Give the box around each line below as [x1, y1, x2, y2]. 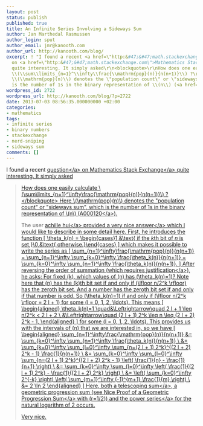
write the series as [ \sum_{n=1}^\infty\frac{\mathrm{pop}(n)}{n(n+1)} [21, 247, 195, 254]
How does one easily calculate [21, 184, 98, 191]
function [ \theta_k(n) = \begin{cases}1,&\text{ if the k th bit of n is [21, 234, 184, 242]
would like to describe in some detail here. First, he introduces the [21, 228, 185, 235]
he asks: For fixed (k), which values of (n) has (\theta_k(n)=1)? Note [21, 273, 189, 280]
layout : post [6, 8, 39, 15]
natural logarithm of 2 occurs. [21, 401, 95, 408]
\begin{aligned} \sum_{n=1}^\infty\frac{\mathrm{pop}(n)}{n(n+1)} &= [21, 331, 193, 338]
